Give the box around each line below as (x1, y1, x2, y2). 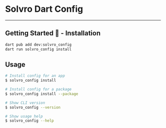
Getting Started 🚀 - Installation (5, 29, 101, 37)
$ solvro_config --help (5, 118, 54, 124)
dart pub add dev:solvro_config (5, 42, 72, 47)
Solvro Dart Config (5, 3, 83, 15)
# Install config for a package (5, 87, 72, 92)
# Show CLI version (5, 100, 45, 105)
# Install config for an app (5, 73, 65, 78)
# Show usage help (5, 114, 43, 119)
